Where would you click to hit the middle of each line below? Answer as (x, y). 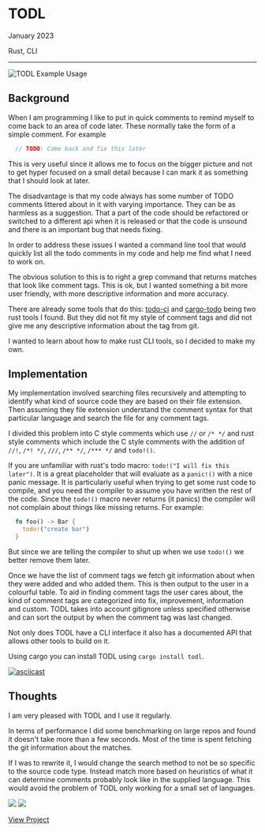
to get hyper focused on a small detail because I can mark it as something (128, 172)
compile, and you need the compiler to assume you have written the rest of (130, 491)
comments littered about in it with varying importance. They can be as (122, 204)
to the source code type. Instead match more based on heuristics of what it (131, 771)
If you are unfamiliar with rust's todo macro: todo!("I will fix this (119, 466)
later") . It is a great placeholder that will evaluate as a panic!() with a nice (131, 474)
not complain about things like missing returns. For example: (106, 508)
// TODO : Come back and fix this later (81, 148)
